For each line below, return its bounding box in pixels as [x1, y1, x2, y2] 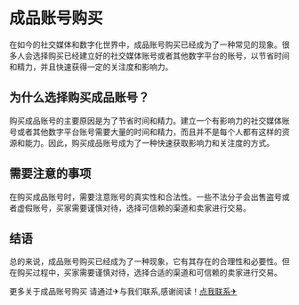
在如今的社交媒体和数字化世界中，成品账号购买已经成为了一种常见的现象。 [9, 39, 282, 50]
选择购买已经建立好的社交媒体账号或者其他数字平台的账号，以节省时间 [32, 50, 290, 60]
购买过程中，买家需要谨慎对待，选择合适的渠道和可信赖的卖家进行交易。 [16, 268, 282, 278]
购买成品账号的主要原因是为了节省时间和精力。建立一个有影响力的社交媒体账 [9, 115, 290, 125]
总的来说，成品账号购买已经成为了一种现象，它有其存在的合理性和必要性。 [9, 256, 282, 267]
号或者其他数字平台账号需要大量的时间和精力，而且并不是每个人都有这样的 [9, 126, 282, 137]
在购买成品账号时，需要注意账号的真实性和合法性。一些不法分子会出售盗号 [9, 191, 282, 202]
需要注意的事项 [9, 166, 92, 181]
